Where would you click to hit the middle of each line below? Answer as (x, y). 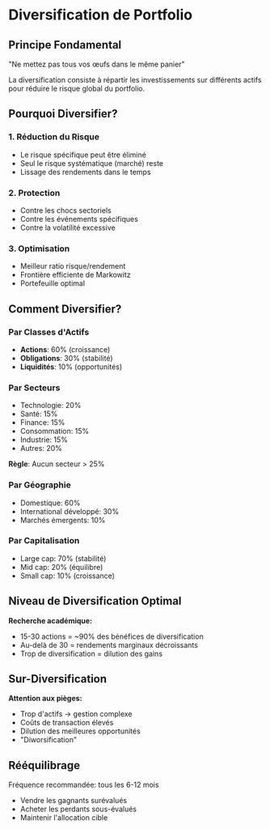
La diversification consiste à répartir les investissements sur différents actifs (135, 80)
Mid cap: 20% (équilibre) (61, 567)
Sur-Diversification (58, 679)
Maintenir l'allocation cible (64, 818)
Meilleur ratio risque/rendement (73, 266)
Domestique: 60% (50, 503)
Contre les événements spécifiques (79, 219)
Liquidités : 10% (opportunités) (71, 367)
